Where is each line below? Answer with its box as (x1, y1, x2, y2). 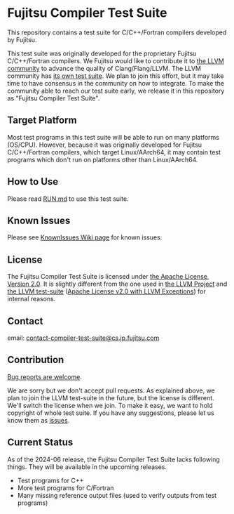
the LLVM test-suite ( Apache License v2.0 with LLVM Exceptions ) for (7, 287, 206, 296)
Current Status (7, 437, 74, 449)
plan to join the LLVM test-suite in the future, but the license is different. (7, 393, 215, 402)
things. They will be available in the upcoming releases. (7, 462, 167, 471)
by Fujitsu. (7, 35, 37, 44)
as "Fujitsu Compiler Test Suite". (7, 93, 100, 103)
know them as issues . (7, 416, 70, 424)
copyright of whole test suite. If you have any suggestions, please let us (7, 409, 215, 417)
